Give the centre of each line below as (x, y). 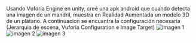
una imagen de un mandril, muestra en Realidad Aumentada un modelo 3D (98, 15)
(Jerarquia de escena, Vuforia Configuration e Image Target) (81, 27)
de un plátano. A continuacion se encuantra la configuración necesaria (93, 21)
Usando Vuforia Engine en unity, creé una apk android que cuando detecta (98, 9)
